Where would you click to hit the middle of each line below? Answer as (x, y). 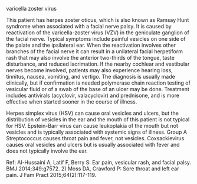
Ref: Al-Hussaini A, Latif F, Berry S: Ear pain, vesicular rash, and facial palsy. (99, 162)
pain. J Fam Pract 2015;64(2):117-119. (51, 175)
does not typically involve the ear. (47, 151)
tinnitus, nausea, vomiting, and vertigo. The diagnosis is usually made (91, 77)
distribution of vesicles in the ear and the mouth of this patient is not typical (98, 120)
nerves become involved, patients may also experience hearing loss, (89, 70)
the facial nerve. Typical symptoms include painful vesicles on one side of (96, 39)
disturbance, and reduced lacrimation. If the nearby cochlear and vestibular (98, 64)
